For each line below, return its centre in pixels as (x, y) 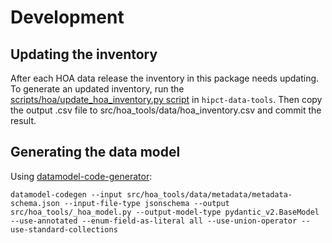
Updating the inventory (84, 54)
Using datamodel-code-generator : (81, 176)
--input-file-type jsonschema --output (146, 203)
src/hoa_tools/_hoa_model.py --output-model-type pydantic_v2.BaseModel (165, 212)
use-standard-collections (64, 229)
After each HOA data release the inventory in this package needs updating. (165, 78)
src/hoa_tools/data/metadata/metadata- (209, 194)
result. (23, 120)
